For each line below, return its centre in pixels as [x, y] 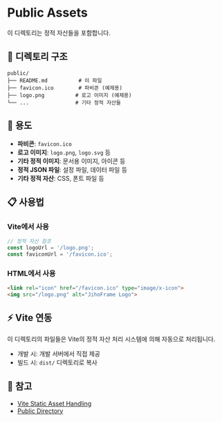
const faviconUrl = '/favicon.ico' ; [60, 254]
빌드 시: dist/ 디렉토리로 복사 [57, 362]
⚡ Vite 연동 [30, 318]
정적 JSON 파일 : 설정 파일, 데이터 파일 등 [72, 169]
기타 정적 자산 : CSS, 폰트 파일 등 [61, 178]
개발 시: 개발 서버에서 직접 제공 [58, 353]
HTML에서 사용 [31, 273]
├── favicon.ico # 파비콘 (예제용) [65, 88]
